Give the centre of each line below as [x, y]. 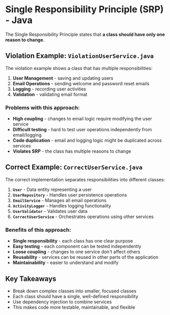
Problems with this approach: [43, 107]
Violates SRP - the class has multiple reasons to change [72, 151]
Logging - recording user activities [49, 89]
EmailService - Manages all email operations [59, 200]
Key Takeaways [31, 278]
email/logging [27, 135]
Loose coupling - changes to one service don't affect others [76, 252]
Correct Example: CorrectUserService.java [74, 167]
